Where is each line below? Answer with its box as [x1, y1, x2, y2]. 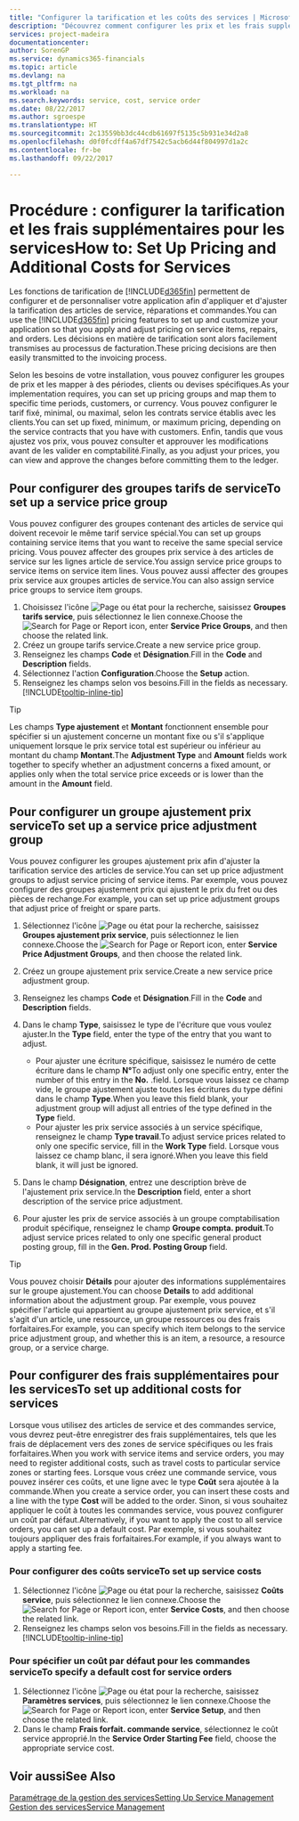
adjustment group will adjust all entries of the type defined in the [35, 1103, 272, 1114]
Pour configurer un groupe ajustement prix [9, 804, 252, 820]
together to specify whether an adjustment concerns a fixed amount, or [9, 759, 271, 771]
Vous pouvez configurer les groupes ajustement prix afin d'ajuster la [9, 856, 261, 867]
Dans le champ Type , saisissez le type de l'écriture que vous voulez [21, 1019, 272, 1030]
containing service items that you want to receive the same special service [9, 537, 283, 548]
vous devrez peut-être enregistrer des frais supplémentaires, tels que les [9, 1429, 278, 1440]
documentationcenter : [9, 37, 90, 47]
